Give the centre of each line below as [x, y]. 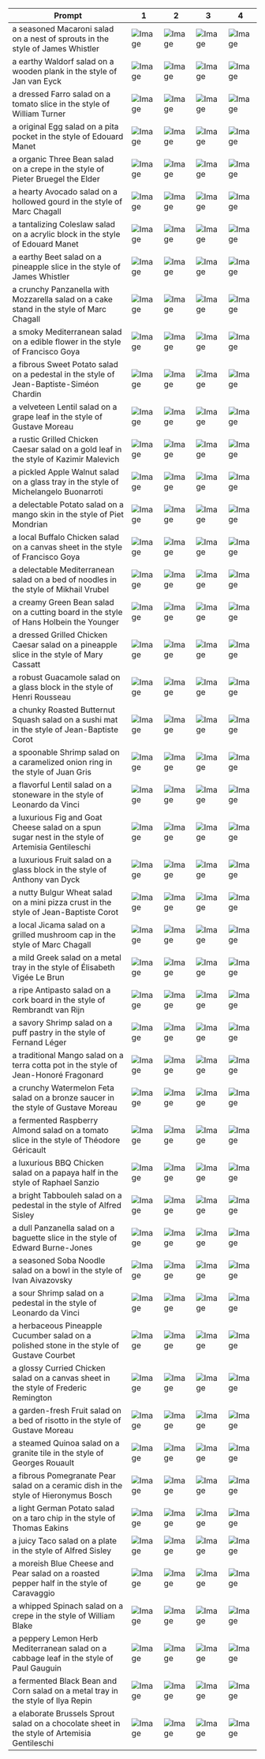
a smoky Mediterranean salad [67, 332]
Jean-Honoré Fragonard [58, 1075]
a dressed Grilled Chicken [60, 635]
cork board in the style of [59, 1000]
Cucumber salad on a [52, 1335]
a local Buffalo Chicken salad [66, 537]
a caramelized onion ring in [62, 762]
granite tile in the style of [58, 1453]
